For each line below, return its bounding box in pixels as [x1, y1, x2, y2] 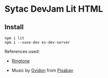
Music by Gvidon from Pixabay [11, 67, 73, 73]
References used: [4, 49, 40, 54]
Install [4, 23, 24, 31]
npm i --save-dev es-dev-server [4, 40, 70, 45]
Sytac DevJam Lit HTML [4, 3, 103, 15]
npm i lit [4, 36, 25, 40]
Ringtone [11, 58, 30, 64]
